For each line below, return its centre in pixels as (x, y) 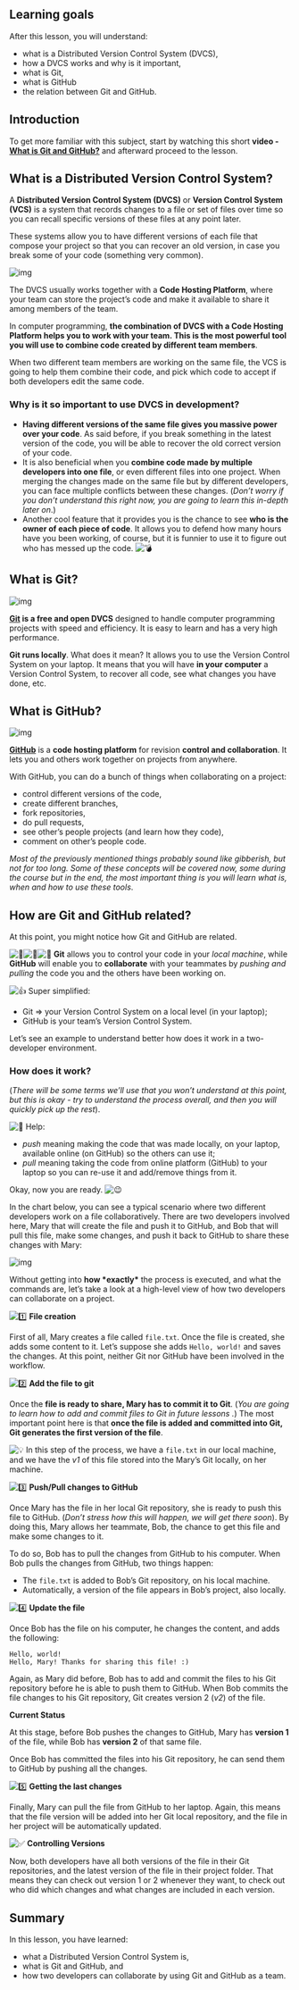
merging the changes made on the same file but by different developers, (155, 481)
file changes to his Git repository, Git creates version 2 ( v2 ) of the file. (137, 1698)
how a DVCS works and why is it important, (101, 63)
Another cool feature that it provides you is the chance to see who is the (155, 519)
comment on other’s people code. (84, 841)
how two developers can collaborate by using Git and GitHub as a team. (154, 1976)
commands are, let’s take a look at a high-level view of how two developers (147, 1289)
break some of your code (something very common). (106, 255)
